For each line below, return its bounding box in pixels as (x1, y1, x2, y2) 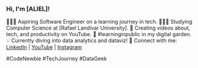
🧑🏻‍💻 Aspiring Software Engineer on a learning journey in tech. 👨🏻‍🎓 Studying (6, 18, 193, 25)
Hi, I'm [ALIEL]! (6, 5, 50, 13)
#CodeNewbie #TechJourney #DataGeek (6, 55, 107, 62)
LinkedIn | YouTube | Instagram (6, 44, 82, 51)
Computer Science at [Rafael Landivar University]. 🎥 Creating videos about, (6, 24, 191, 31)
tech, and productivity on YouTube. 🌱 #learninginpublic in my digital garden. (6, 31, 191, 38)
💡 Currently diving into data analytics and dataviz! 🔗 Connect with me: (6, 37, 177, 44)
